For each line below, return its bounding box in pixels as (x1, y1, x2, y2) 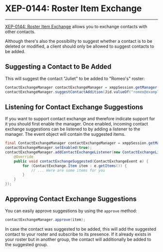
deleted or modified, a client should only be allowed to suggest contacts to (5, 43, 154, 49)
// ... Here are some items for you (31, 168, 105, 173)
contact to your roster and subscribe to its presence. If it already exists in (5, 231, 151, 237)
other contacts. (5, 29, 35, 35)
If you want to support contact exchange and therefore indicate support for (5, 116, 155, 122)
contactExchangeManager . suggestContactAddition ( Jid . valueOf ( (5, 90, 131, 94)
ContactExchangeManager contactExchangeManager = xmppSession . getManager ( (5, 85, 160, 90)
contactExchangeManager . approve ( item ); (5, 217, 86, 222)
